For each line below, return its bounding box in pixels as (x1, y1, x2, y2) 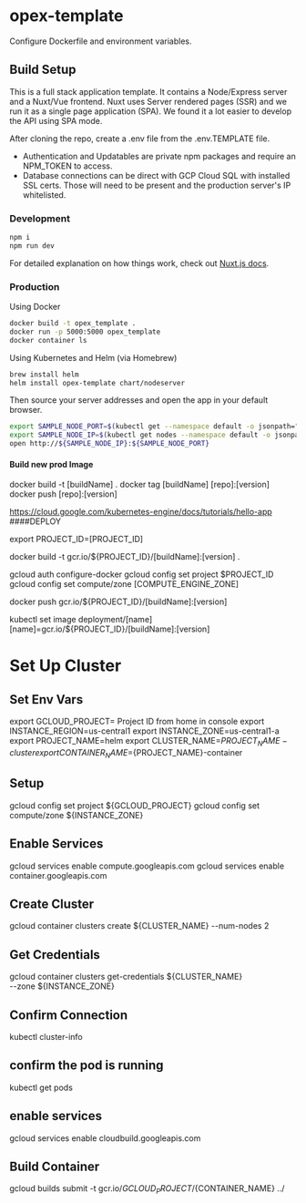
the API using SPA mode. (9, 115, 103, 126)
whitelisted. (22, 189, 66, 200)
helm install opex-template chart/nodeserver (9, 378, 185, 387)
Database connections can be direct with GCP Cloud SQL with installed (22, 170, 291, 180)
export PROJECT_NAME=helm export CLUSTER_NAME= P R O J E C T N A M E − (9, 735, 288, 748)
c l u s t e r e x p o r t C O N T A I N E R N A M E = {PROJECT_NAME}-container (9, 747, 243, 760)
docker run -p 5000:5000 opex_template (9, 327, 161, 336)
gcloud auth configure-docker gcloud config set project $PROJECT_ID (9, 569, 274, 580)
